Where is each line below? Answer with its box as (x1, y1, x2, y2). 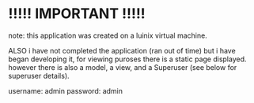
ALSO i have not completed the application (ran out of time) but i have (8, 46, 236, 55)
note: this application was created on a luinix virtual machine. (8, 31, 207, 40)
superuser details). (8, 71, 70, 80)
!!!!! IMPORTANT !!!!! (8, 5, 146, 23)
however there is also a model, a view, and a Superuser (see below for (8, 62, 237, 72)
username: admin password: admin (8, 86, 123, 95)
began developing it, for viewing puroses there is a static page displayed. (8, 54, 247, 64)
